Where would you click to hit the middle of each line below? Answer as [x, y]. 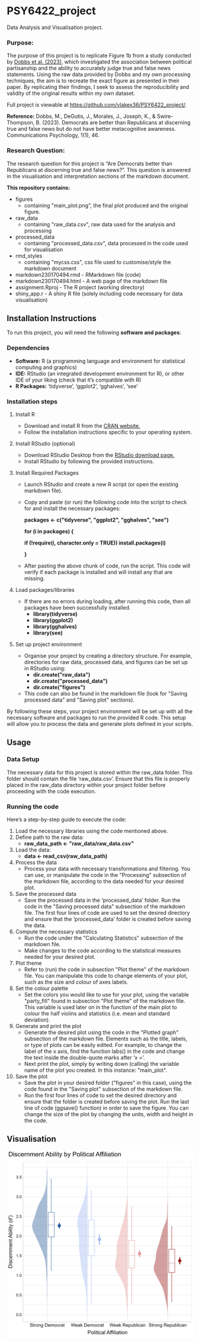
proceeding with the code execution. [52, 791]
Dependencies [28, 348]
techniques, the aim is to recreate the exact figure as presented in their [93, 81]
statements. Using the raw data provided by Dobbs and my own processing [99, 75]
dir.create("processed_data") [70, 681]
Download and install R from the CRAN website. [82, 425]
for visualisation [44, 249]
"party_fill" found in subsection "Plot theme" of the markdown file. [105, 1001]
